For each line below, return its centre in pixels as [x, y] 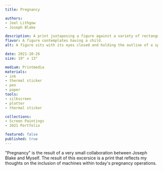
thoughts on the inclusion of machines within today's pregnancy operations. [81, 163]
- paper [13, 90]
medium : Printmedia [25, 67]
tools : [12, 94]
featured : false [21, 135]
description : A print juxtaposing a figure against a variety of [72, 36]
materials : [16, 72]
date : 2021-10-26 [23, 54]
